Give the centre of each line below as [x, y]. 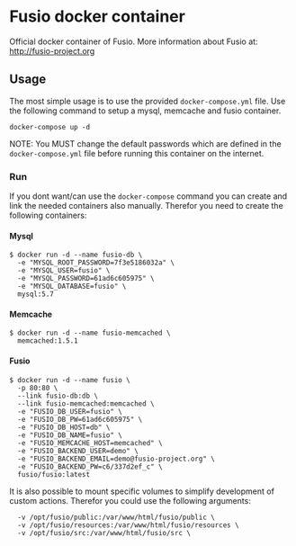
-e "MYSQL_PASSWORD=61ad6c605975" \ [86, 279]
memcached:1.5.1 [48, 341]
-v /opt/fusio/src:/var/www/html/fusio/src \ [104, 533]
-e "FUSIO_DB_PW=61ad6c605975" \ [80, 419]
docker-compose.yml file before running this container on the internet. [137, 153]
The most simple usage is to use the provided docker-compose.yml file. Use [148, 101]
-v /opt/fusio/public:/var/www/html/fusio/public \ [117, 517]
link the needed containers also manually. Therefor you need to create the [146, 206]
